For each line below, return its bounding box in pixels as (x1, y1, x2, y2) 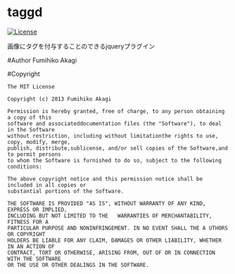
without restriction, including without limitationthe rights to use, (7, 132, 219, 139)
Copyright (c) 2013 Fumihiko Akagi (7, 96, 112, 103)
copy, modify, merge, (7, 138, 71, 145)
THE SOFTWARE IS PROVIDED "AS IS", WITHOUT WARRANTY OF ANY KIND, (7, 200, 206, 207)
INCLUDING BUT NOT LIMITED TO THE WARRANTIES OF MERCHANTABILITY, (7, 212, 212, 219)
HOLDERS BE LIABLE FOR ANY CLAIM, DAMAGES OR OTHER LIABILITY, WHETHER (7, 237, 222, 244)
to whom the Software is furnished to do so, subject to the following (7, 157, 222, 164)
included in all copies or (7, 181, 87, 188)
